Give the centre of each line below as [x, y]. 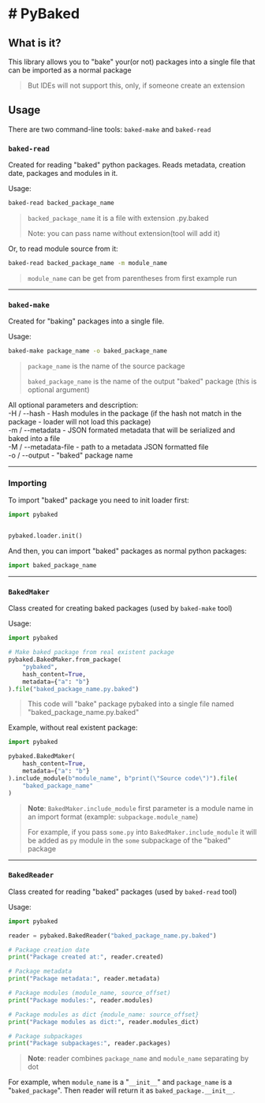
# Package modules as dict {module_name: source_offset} [104, 1015]
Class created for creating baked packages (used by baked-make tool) [120, 608]
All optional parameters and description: [73, 405]
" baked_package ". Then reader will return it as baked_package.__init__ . [121, 1090]
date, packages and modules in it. [63, 174]
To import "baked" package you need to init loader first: [99, 500]
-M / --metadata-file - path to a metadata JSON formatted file [108, 447]
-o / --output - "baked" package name [71, 455]
